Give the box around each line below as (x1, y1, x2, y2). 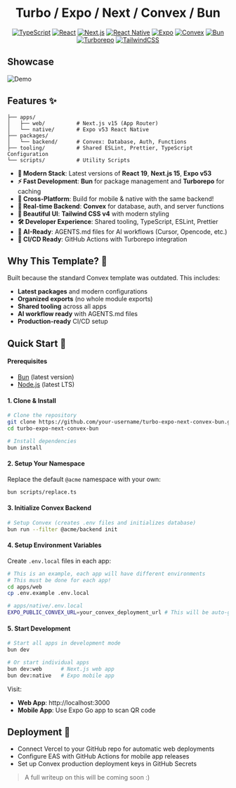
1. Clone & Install (7, 396, 56, 405)
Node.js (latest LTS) (17, 380, 75, 388)
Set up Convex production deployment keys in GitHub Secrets (17, 760, 197, 768)
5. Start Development (7, 624, 71, 633)
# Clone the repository (7, 412, 77, 419)
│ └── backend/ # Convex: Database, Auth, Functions (7, 138, 188, 145)
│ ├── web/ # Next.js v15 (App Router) (7, 119, 159, 127)
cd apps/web (7, 583, 42, 591)
